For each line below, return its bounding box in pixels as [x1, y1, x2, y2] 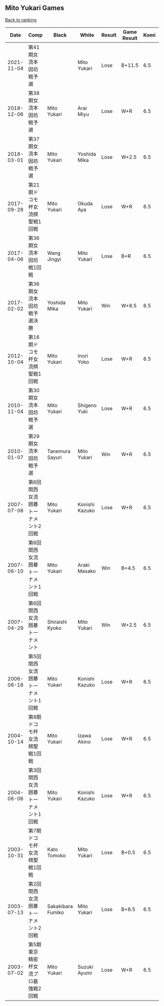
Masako [77, 568, 96, 574]
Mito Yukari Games [5, 4, 64, 12]
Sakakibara [47, 903, 73, 910]
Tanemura [47, 448, 71, 455]
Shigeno [77, 402, 97, 409]
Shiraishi [47, 618, 67, 625]
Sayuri [47, 454, 62, 460]
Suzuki [77, 963, 94, 970]
